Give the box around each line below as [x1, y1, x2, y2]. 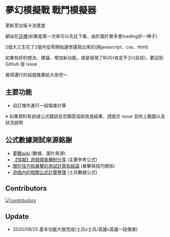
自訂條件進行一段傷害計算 [12, 102, 66, 108]
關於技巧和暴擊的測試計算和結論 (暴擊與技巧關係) [12, 163, 115, 169]
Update [5, 212, 29, 221]
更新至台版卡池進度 [5, 22, 46, 28]
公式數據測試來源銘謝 [5, 136, 72, 144]
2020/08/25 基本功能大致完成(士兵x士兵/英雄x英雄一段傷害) [12, 226, 138, 232]
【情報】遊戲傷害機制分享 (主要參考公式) [12, 156, 97, 163]
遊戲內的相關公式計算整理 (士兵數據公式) [12, 169, 97, 175]
